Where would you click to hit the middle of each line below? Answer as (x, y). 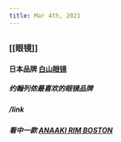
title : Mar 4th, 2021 (45, 16)
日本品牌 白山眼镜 (38, 69)
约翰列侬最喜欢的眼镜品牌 (51, 89)
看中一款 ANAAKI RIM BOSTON (61, 130)
